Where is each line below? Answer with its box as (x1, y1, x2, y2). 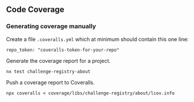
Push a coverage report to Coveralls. (6, 79, 95, 86)
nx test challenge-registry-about (6, 69, 91, 74)
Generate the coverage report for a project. (6, 57, 111, 64)
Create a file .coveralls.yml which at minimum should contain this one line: (6, 35, 189, 43)
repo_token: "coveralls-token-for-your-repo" (6, 47, 119, 53)
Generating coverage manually (6, 22, 96, 30)
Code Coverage (6, 5, 65, 15)
